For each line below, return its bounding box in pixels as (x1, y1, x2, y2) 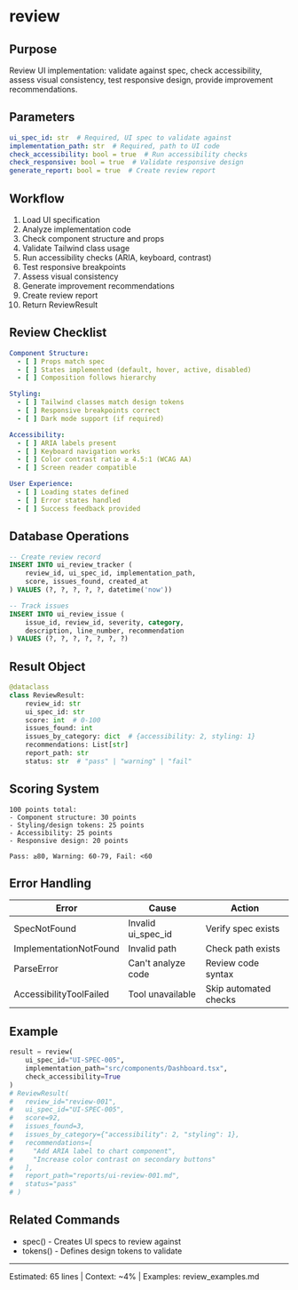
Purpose (9, 42, 58, 57)
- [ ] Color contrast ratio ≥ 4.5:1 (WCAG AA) (17, 455, 192, 464)
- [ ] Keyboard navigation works (17, 447, 141, 456)
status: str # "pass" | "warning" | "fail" (25, 757, 192, 766)
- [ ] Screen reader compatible (17, 464, 137, 473)
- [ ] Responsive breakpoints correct (17, 406, 161, 415)
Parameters (9, 109, 75, 125)
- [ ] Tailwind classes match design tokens (17, 398, 184, 407)
